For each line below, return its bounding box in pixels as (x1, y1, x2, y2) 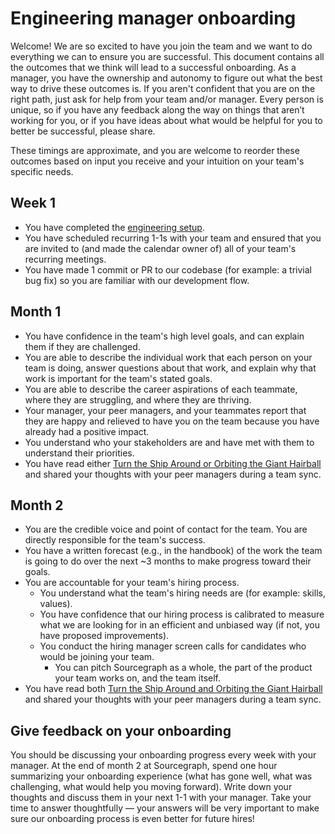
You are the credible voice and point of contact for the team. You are (24, 523, 308, 536)
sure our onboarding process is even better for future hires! (10, 813, 255, 825)
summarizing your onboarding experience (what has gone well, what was (10, 770, 313, 782)
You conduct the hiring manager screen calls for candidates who (39, 640, 307, 652)
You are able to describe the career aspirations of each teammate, (24, 383, 298, 395)
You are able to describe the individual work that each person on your (24, 351, 313, 363)
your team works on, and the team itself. (54, 672, 222, 684)
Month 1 (10, 303, 62, 321)
